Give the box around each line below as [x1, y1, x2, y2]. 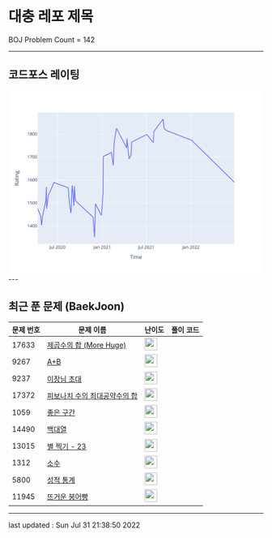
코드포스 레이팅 [8, 68, 80, 82]
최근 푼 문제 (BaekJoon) [8, 299, 125, 313]
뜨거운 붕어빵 [47, 492, 89, 501]
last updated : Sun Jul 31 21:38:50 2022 [8, 520, 141, 530]
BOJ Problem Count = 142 [8, 34, 96, 45]
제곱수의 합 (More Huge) [47, 340, 127, 350]
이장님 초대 [47, 374, 83, 384]
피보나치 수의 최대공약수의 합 [47, 390, 138, 400]
